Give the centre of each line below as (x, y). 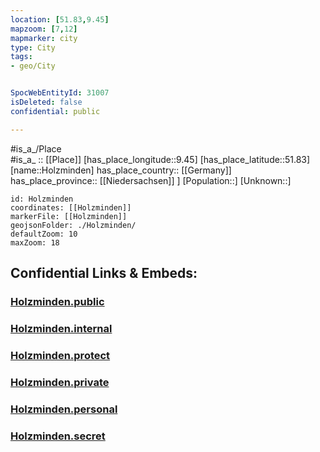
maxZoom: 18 (35, 242)
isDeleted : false (46, 102)
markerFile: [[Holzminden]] (69, 216)
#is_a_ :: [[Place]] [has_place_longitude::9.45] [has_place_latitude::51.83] (160, 159)
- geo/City (33, 66)
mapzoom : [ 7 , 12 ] (44, 29)
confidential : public (55, 111)
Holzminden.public (57, 301)
